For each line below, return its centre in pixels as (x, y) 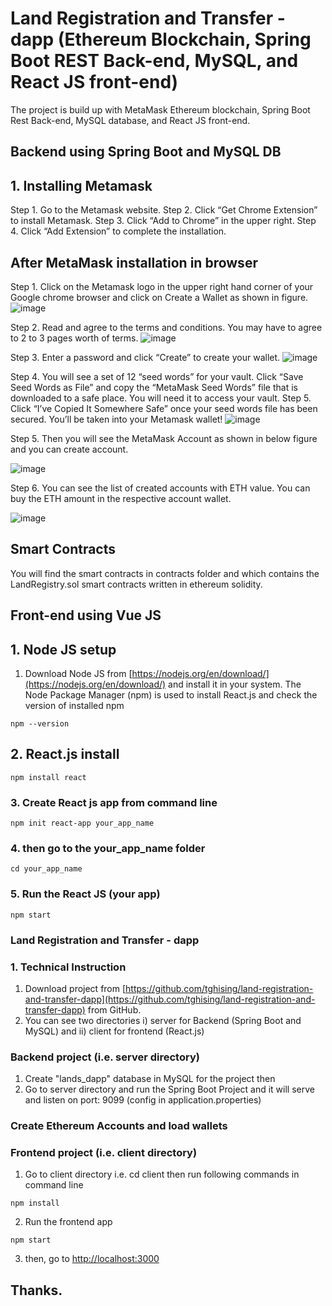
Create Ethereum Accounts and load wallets (119, 1126)
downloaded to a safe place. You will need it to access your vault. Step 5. (161, 398)
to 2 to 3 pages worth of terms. (74, 338)
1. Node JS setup (63, 649)
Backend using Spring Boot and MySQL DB (146, 152)
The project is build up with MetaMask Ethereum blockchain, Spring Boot (160, 109)
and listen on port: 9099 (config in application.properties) (143, 1100)
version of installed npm (74, 705)
